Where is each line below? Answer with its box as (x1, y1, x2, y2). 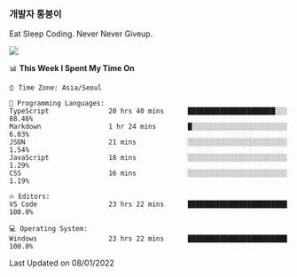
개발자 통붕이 (9, 7, 62, 20)
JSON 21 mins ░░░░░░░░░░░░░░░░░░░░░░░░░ (9, 138, 288, 147)
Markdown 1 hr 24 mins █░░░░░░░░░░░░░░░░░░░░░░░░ (9, 123, 288, 131)
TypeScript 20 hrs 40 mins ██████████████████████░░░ (9, 107, 288, 116)
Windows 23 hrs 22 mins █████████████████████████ (9, 234, 288, 243)
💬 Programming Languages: (9, 99, 105, 108)
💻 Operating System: (9, 225, 89, 233)
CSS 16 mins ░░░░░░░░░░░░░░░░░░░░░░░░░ (9, 169, 288, 178)
